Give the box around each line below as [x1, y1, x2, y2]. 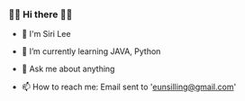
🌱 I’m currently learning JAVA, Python [21, 46, 161, 57]
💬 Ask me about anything [21, 63, 115, 75]
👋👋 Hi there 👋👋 [8, 8, 73, 21]
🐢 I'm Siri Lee [21, 29, 71, 40]
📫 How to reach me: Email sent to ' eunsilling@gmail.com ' [21, 81, 237, 93]
